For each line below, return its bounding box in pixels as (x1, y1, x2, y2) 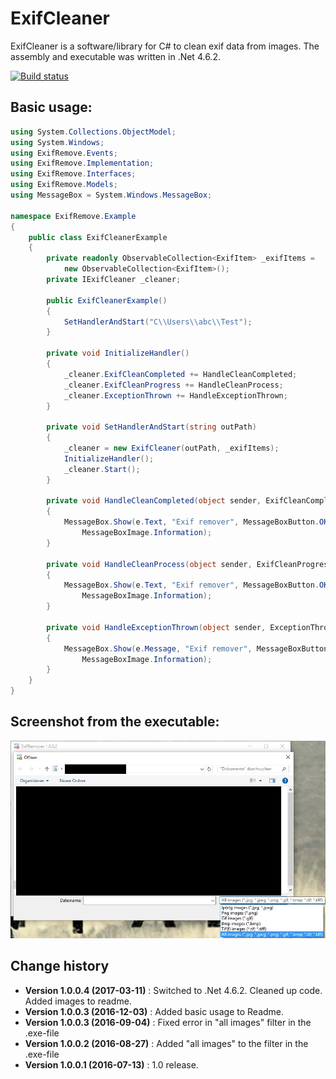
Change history (10, 958, 110, 975)
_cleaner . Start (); (63, 464, 141, 474)
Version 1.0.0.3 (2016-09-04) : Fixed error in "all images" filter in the (24, 1016, 312, 1028)
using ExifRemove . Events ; (10, 148, 118, 158)
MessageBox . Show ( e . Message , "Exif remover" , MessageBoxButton (63, 643, 329, 654)
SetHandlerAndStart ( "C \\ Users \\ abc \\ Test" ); (63, 317, 253, 327)
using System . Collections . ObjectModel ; (10, 127, 177, 137)
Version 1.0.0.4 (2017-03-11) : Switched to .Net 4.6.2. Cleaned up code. (24, 984, 323, 996)
